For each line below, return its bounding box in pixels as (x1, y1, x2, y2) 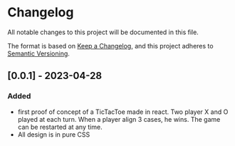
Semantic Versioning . (7, 49, 70, 58)
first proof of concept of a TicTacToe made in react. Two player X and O (17, 108, 229, 116)
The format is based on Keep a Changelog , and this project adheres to (7, 41, 214, 50)
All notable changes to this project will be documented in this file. (7, 28, 199, 36)
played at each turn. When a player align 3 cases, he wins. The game (17, 115, 221, 123)
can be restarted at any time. (17, 122, 103, 131)
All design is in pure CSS (17, 130, 90, 139)
